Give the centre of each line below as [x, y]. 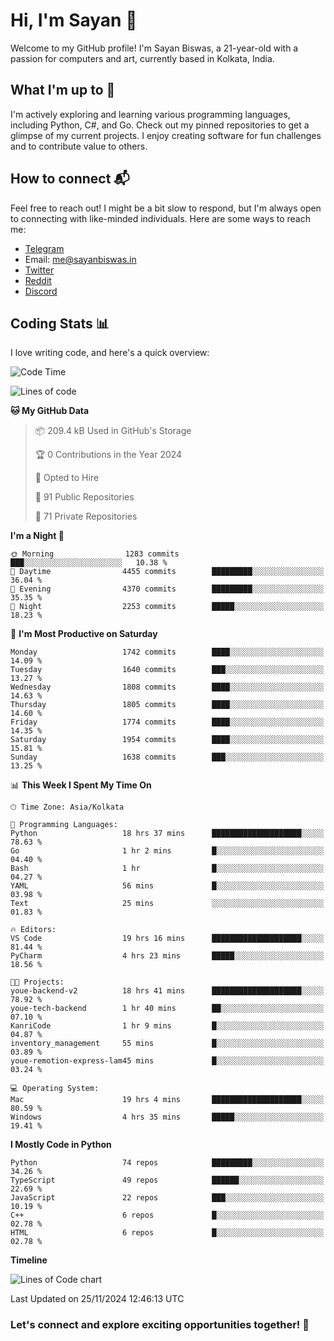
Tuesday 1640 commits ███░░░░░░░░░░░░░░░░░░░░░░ [167, 670]
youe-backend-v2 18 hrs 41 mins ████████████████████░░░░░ [167, 991]
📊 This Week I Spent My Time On [81, 785]
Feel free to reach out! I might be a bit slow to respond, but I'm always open [166, 208]
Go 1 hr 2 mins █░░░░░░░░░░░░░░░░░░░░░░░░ [167, 851]
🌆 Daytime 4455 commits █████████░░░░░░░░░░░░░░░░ [167, 572]
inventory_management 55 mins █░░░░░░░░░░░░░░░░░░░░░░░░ [167, 1044]
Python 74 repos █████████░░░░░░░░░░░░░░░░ [167, 1163]
